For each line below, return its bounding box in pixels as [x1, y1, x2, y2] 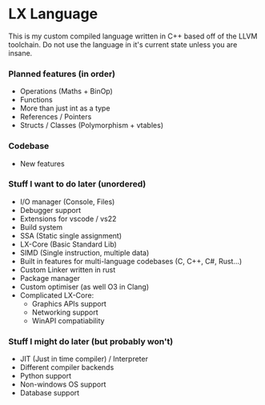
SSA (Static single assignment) [19, 231, 122, 240]
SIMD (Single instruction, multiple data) [19, 247, 150, 257]
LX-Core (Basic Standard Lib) [19, 239, 118, 249]
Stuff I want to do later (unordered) [8, 178, 147, 190]
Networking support [31, 307, 98, 317]
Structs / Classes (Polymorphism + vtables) [19, 121, 164, 130]
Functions [19, 95, 54, 105]
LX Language [8, 5, 98, 23]
